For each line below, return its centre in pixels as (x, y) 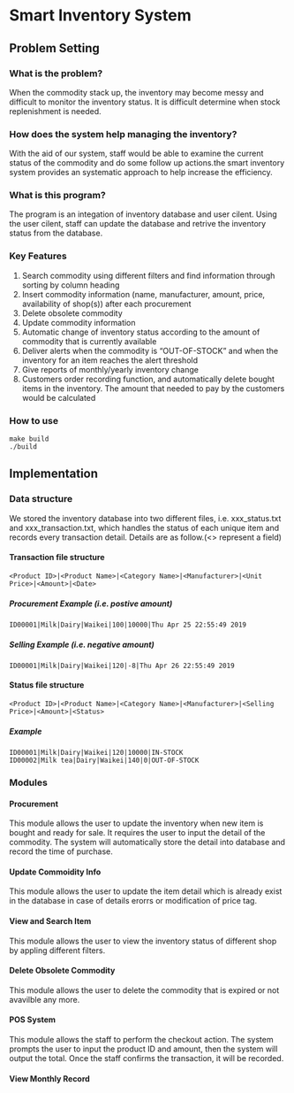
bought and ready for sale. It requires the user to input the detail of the (137, 833)
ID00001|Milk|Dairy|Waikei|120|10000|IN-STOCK (96, 753)
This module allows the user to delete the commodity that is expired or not (144, 990)
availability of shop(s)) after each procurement (106, 304)
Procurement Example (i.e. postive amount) (91, 604)
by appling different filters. (57, 950)
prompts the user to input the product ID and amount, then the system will (143, 1049)
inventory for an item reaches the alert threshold (110, 360)
